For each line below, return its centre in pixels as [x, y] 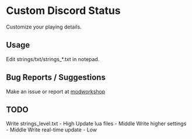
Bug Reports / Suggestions [56, 78]
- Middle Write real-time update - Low [52, 130]
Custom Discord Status [63, 11]
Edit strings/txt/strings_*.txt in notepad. [53, 59]
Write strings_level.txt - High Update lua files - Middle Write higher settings [96, 124]
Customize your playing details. [44, 27]
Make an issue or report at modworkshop [56, 91]
